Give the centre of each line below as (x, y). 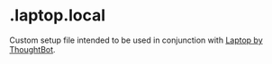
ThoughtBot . (32, 49)
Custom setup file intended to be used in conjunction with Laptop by (136, 40)
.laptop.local (58, 16)
